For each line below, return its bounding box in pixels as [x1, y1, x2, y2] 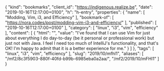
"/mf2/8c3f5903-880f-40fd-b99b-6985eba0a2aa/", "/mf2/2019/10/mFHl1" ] [5, 56, 159, 61]
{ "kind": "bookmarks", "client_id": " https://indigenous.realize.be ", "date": [5, 4, 153, 10]
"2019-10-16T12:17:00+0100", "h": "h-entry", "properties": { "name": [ [5, 9, 145, 15]
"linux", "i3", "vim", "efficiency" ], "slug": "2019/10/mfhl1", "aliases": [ [5, 51, 144, 56]
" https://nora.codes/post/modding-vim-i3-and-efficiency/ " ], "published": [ [5, 19, 157, 25]
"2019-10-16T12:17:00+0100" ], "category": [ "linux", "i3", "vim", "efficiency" [5, 25, 158, 31]
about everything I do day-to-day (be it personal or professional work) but [5, 35, 154, 41]
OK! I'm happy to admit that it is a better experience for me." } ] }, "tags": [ [5, 46, 154, 51]
